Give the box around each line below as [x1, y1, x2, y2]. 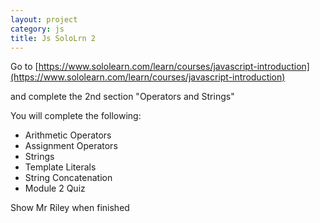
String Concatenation [24, 172, 113, 184]
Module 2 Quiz [24, 182, 86, 195]
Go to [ [10, 61, 39, 73]
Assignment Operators [24, 140, 118, 152]
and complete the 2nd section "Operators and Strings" [10, 91, 235, 103]
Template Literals [24, 161, 97, 173]
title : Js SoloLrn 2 [10, 33, 97, 43]
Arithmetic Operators [24, 129, 112, 141]
